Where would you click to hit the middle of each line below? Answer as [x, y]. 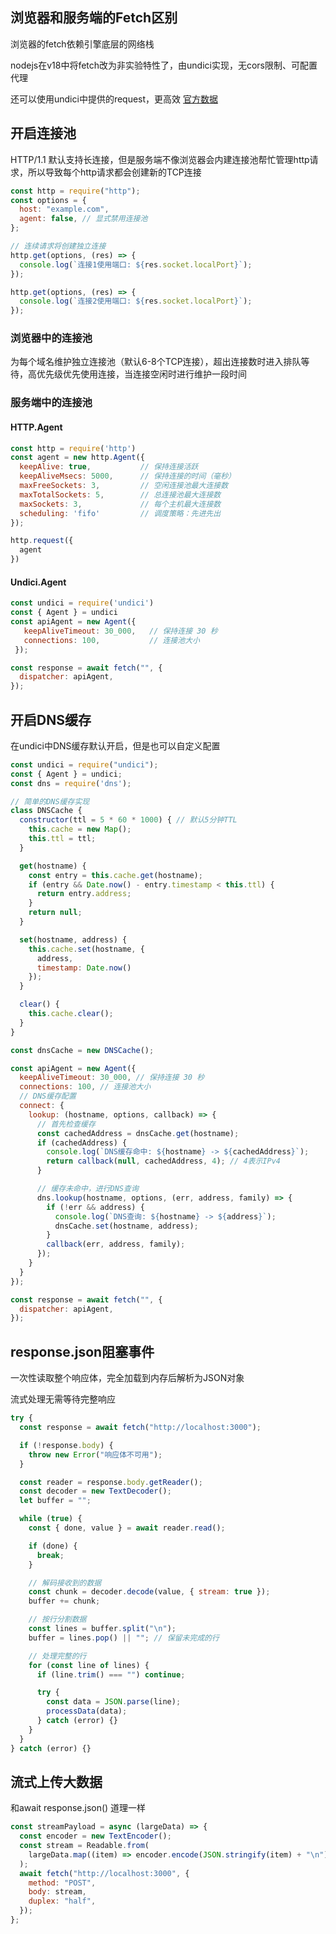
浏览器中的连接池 [51, 338]
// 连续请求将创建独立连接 [58, 246]
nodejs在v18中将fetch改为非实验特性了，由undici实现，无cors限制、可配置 [164, 65]
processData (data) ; [87, 1711]
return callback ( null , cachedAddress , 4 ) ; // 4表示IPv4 [163, 1161]
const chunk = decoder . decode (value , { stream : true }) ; [149, 1592]
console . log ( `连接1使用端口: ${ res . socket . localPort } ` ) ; [136, 264]
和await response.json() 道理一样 [78, 1808]
